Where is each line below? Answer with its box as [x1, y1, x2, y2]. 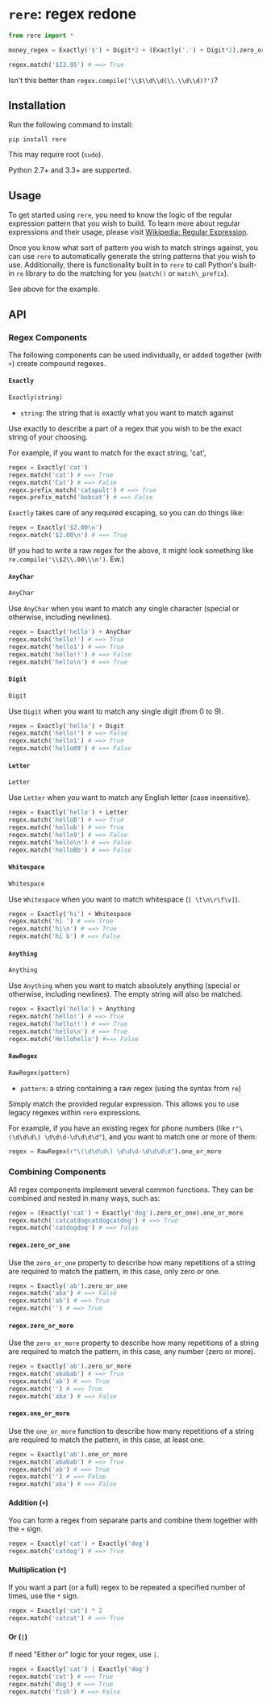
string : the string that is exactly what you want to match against [19, 408, 234, 418]
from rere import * [8, 31, 74, 40]
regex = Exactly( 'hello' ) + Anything [8, 1005, 135, 1013]
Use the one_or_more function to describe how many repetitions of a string [8, 1426, 254, 1435]
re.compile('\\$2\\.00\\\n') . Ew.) [8, 554, 125, 565]
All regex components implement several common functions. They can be [8, 1185, 254, 1194]
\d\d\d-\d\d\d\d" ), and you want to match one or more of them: [44, 1131, 257, 1141]
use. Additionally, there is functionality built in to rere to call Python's [8, 260, 238, 270]
